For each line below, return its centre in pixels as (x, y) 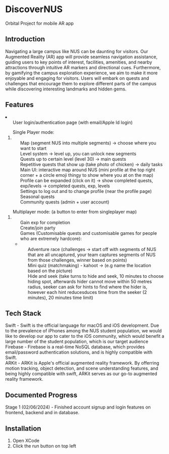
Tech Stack (23, 313)
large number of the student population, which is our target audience (77, 341)
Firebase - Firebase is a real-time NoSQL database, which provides (75, 347)
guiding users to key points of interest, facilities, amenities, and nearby (79, 62)
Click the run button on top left (44, 446)
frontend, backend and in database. (42, 413)
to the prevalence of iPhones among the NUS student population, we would (83, 331)
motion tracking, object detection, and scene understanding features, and (82, 368)
